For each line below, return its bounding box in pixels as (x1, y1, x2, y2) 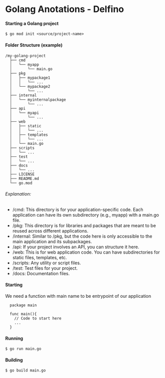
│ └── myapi (10, 110, 39, 115)
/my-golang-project (5, 53, 46, 58)
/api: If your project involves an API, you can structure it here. (12, 244, 139, 250)
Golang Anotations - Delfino (5, 4, 124, 15)
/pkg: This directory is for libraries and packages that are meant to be (12, 222, 156, 229)
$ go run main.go (5, 346, 42, 351)
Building (5, 357, 23, 363)
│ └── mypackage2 (10, 84, 51, 89)
